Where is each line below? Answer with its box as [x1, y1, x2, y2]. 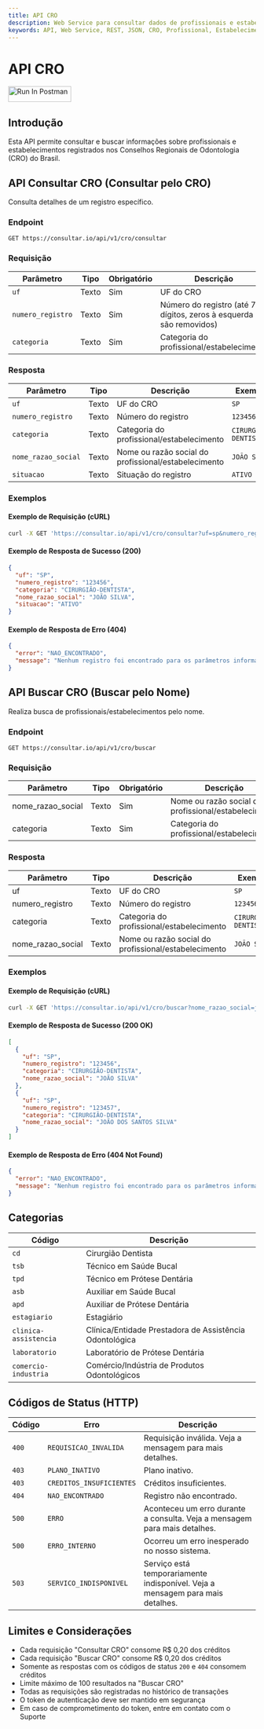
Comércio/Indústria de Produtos [86, 1360, 204, 1371]
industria [12, 1369, 49, 1379]
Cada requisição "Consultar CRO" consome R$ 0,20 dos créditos [19, 1645, 230, 1654]
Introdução [8, 115, 64, 130]
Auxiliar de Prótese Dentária [86, 1299, 189, 1310]
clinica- [12, 1326, 45, 1335]
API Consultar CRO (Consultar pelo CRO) [8, 176, 211, 189]
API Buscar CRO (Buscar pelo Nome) [8, 686, 191, 699]
